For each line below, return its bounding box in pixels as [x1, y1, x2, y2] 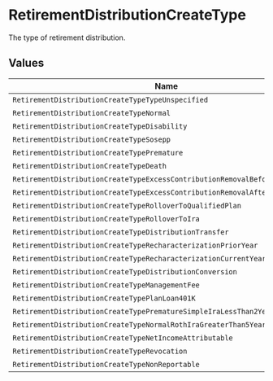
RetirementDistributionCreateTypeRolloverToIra [12, 214, 201, 223]
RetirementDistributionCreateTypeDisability [12, 121, 188, 131]
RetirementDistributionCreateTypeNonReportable [12, 360, 201, 369]
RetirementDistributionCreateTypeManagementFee [12, 280, 201, 290]
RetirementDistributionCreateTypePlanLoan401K [12, 293, 197, 303]
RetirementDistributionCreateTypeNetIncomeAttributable [12, 333, 233, 343]
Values [8, 56, 45, 70]
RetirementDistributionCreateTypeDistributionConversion [12, 267, 237, 276]
